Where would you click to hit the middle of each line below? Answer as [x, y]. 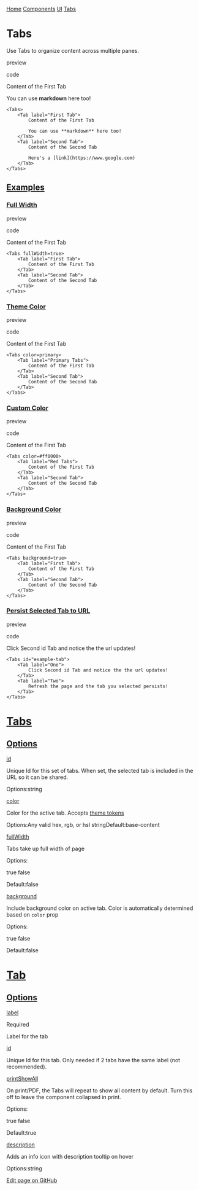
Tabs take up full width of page [45, 848]
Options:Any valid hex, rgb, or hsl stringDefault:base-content [83, 824]
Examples [25, 188]
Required [18, 1024]
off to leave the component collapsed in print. [64, 1097]
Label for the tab [27, 1036]
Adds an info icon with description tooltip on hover [70, 1156]
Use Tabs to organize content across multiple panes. [73, 50]
